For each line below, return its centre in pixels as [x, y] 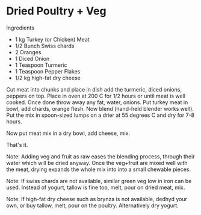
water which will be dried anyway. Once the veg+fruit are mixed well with [97, 163]
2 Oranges [28, 52]
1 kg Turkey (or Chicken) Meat [52, 39]
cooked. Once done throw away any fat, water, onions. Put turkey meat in [97, 102]
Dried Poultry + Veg [56, 11]
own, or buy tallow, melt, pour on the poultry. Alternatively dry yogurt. [92, 205]
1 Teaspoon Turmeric [41, 65]
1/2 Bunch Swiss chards [45, 46]
